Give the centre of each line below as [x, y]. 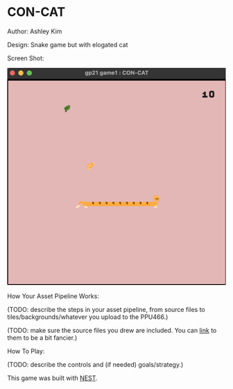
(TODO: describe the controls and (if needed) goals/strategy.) [95, 364]
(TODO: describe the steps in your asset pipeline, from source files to [106, 309]
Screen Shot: [26, 58]
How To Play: [26, 351]
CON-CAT [36, 12]
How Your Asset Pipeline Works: [53, 296]
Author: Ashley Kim [35, 31]
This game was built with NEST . [52, 378]
